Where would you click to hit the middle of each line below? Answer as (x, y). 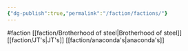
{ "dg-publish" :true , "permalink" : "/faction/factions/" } (87, 13)
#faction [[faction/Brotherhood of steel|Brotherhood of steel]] (95, 33)
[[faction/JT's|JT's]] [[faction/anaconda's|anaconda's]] (86, 40)
